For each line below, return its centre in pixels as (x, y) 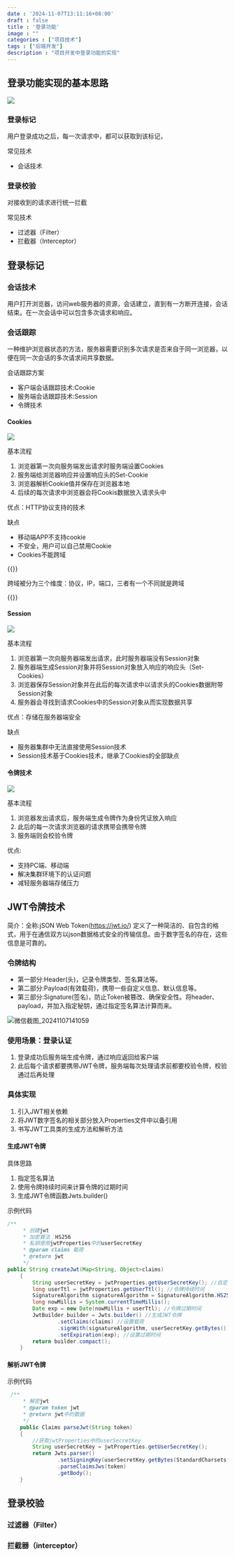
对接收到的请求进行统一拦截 (47, 203)
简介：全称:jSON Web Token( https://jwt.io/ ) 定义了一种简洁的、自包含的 (110, 925)
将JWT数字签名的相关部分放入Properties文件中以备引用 (97, 1120)
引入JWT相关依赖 (43, 1111)
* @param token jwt (51, 1408)
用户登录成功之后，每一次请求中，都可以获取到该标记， (87, 136)
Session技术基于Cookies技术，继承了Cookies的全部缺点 (98, 755)
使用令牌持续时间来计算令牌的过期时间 (72, 1186)
